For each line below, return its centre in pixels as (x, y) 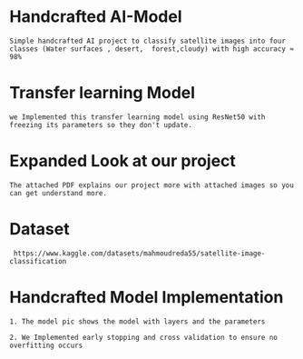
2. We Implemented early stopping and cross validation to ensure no (144, 337)
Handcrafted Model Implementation (147, 297)
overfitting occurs (46, 345)
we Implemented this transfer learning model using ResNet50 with (137, 117)
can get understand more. (58, 193)
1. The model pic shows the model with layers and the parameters (137, 321)
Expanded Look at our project (122, 161)
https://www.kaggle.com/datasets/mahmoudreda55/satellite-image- (139, 253)
